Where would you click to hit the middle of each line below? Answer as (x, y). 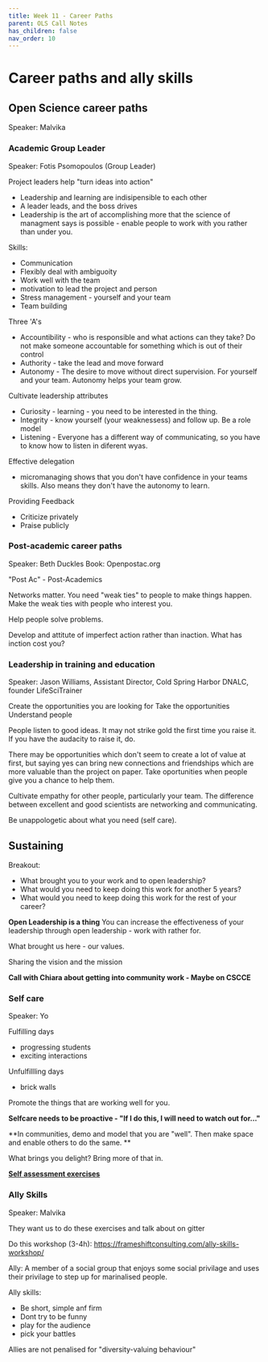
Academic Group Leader (57, 149)
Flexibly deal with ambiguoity (68, 271)
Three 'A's (25, 321)
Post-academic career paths (65, 546)
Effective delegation (41, 461)
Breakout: (25, 865)
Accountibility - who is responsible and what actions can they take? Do (138, 337)
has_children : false (43, 31)
